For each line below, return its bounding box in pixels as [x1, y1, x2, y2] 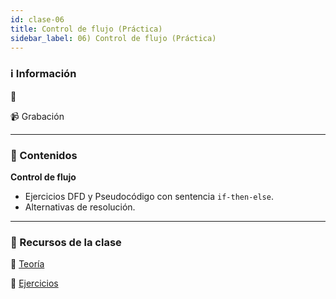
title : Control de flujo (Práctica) [10, 24, 163, 34]
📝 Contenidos [10, 148, 78, 162]
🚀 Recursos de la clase [10, 235, 122, 249]
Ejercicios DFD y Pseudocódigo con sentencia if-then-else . [24, 190, 274, 202]
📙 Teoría [10, 258, 45, 270]
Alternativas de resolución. [24, 201, 136, 213]
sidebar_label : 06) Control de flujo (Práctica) [10, 33, 217, 43]
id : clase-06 [10, 14, 65, 25]
